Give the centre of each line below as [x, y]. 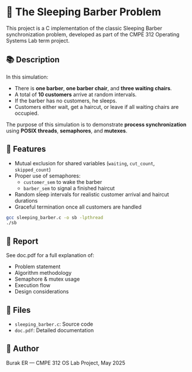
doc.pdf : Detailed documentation [54, 330]
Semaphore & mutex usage [47, 279]
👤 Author [23, 349]
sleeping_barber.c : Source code [54, 324]
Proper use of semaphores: [47, 176]
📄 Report [22, 241]
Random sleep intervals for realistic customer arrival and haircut [92, 194]
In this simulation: [27, 77]
